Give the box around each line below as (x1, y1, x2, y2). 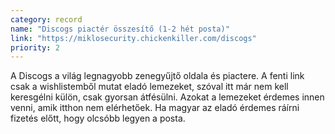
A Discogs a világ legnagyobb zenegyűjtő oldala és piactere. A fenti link (10, 70, 305, 82)
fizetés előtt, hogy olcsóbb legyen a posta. (10, 112, 186, 125)
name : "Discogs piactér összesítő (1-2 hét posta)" (10, 24, 230, 34)
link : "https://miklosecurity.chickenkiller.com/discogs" (10, 33, 257, 43)
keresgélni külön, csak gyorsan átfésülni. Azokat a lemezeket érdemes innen (10, 91, 325, 103)
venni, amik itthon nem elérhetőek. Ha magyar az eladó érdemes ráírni (10, 102, 300, 114)
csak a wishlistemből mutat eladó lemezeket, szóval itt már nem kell (10, 81, 289, 93)
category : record (10, 14, 83, 25)
